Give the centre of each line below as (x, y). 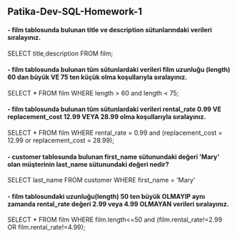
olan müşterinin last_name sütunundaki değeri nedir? (88, 164)
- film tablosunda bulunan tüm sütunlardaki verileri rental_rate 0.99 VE (114, 109)
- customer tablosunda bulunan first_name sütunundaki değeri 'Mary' (114, 157)
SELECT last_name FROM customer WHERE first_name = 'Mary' (101, 180)
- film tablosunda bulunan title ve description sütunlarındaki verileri (110, 30)
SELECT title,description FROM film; (60, 53)
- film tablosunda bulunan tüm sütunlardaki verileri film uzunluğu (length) (119, 70)
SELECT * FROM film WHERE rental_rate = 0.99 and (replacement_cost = (115, 133)
